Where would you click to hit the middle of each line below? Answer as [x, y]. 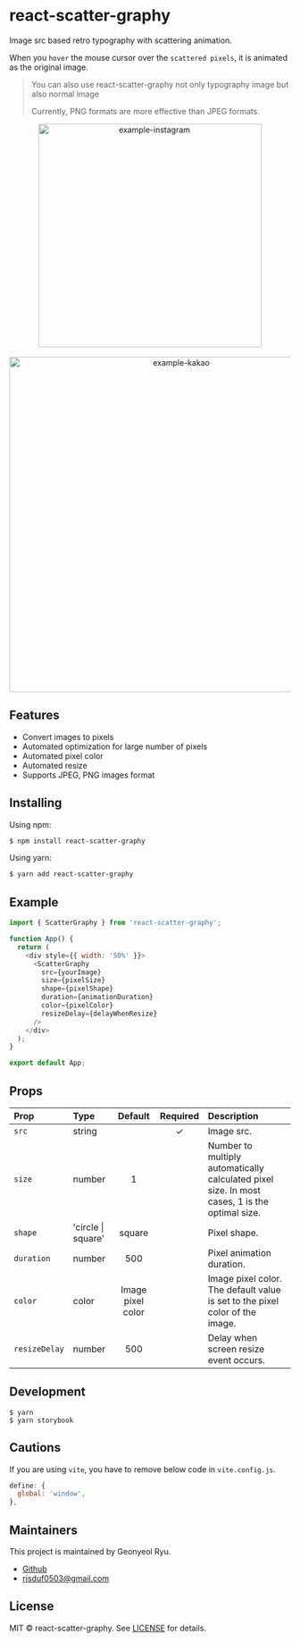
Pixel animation [240, 1252]
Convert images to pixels [68, 737]
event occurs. [236, 1360]
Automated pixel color [63, 755]
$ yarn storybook [42, 1420]
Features [34, 716]
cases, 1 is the [238, 1201]
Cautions [35, 1448]
